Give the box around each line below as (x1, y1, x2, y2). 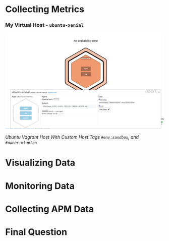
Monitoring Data (5, 180, 75, 192)
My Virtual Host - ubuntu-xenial (5, 22, 84, 29)
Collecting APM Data (5, 203, 94, 215)
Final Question (5, 226, 67, 237)
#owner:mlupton (5, 140, 37, 146)
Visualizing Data (5, 157, 76, 168)
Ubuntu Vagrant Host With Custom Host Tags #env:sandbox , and (5, 134, 139, 140)
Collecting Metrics (5, 4, 85, 15)
